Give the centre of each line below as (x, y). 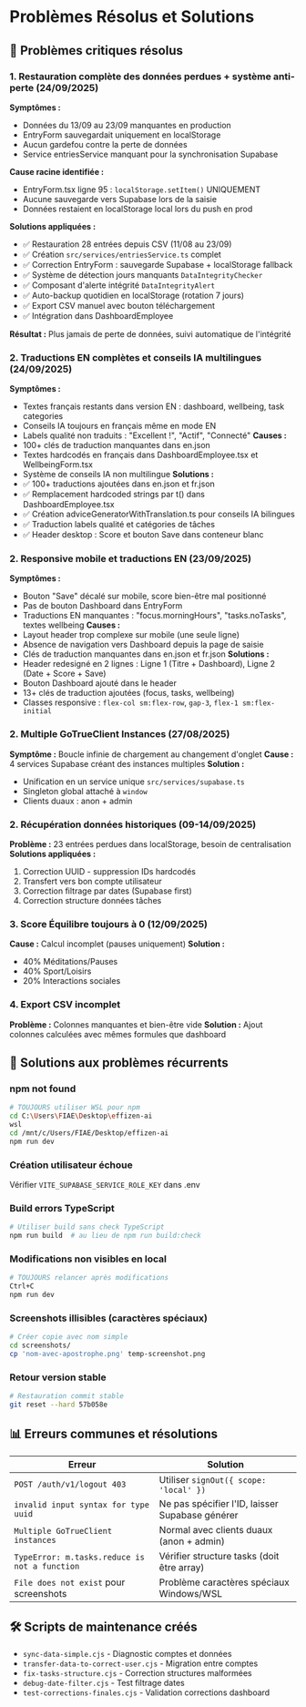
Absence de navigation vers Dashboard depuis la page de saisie (143, 645)
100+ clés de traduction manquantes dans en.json (117, 445)
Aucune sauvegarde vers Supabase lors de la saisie (119, 199)
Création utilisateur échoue (71, 1165)
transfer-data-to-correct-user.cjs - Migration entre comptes (140, 1663)
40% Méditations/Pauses (70, 962)
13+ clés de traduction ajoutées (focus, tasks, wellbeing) (128, 693)
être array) (182, 1567)
